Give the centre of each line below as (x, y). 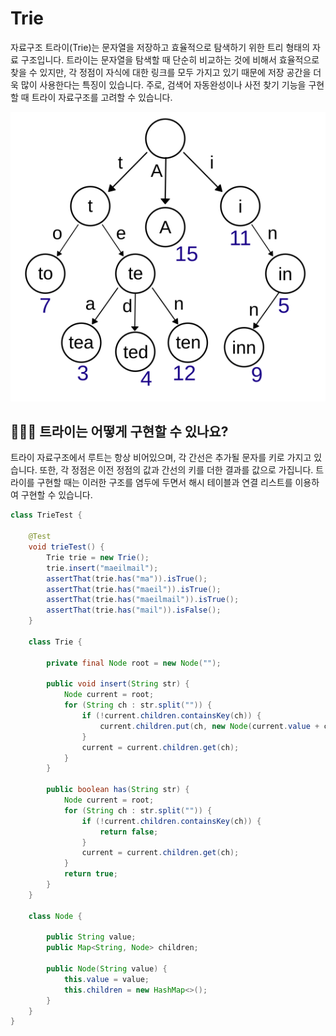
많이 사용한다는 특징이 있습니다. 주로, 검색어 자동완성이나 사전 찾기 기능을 (163, 84)
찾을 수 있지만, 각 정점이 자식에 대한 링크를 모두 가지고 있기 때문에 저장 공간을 (161, 72)
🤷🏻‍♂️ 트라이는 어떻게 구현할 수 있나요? (119, 432)
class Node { (55, 916)
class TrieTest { (46, 515)
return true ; (90, 874)
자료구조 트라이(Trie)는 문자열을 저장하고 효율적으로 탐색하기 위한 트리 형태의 (160, 47)
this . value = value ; (106, 979)
